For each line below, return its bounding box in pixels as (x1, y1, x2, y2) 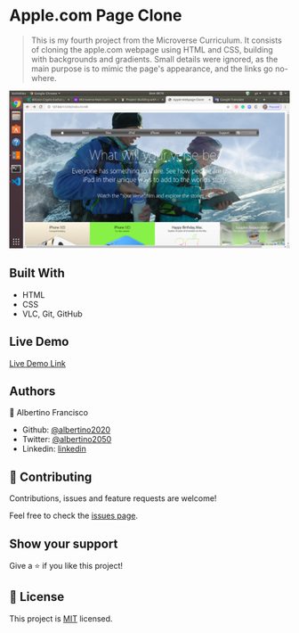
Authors (9, 383, 56, 399)
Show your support (9, 536, 118, 551)
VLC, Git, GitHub (21, 308, 83, 319)
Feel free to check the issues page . (9, 510, 138, 522)
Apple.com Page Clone (9, 5, 182, 26)
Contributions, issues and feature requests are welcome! (9, 493, 217, 504)
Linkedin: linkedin (21, 443, 86, 455)
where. (30, 72, 57, 83)
